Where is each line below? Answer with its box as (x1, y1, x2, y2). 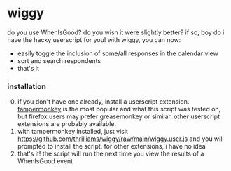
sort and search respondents (17, 56, 101, 64)
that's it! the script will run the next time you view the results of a (17, 149, 204, 158)
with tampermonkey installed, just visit (17, 128, 128, 136)
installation (7, 81, 47, 91)
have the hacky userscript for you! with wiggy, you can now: (7, 35, 181, 43)
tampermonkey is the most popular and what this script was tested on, (17, 105, 221, 114)
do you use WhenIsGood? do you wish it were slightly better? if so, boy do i (7, 28, 225, 36)
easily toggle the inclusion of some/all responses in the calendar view (17, 49, 218, 57)
